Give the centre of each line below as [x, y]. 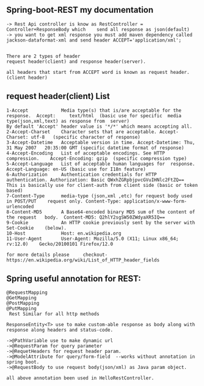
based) [15, 191]
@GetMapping [21, 298]
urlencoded [20, 206]
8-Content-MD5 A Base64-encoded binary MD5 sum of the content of [101, 212]
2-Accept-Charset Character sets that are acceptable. [82, 132]
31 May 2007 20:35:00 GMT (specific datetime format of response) [95, 148]
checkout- [95, 255]
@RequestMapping [27, 293]
